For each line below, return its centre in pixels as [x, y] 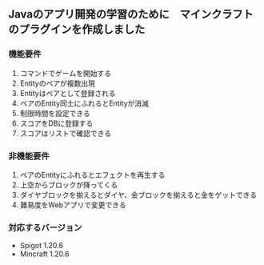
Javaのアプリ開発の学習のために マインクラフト [131, 14]
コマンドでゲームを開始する [66, 73]
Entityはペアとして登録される [68, 93]
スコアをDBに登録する [56, 123]
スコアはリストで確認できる [66, 133]
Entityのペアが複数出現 [58, 83]
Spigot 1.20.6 [42, 246]
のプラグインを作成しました [77, 29]
